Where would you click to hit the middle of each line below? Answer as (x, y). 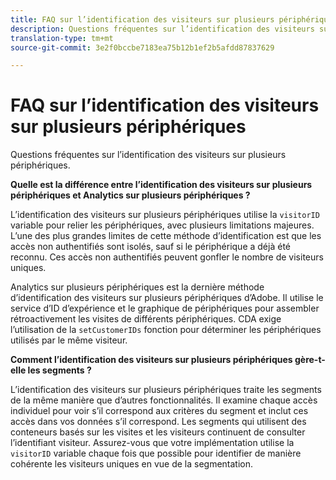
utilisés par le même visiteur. (69, 340)
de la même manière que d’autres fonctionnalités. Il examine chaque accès (164, 400)
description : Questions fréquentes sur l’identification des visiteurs (162, 29)
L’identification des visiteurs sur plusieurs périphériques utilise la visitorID (165, 215)
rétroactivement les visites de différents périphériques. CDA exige (146, 319)
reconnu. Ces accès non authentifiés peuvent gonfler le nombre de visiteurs (167, 257)
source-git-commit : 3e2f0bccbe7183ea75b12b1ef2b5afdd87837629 (142, 47)
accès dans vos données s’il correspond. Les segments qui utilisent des (158, 422)
